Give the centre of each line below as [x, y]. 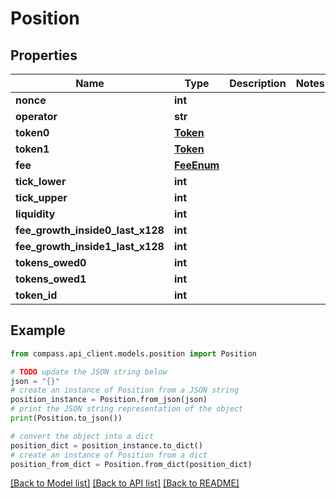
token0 [32, 132]
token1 [32, 149]
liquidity [35, 214]
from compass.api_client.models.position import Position [133, 353]
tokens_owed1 [51, 279]
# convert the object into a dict [82, 436]
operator [36, 116]
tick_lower [41, 181]
